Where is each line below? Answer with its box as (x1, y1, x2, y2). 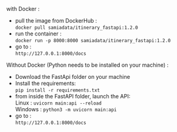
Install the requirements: (15, 79, 76, 87)
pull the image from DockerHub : (15, 17, 97, 24)
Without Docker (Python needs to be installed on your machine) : (6, 61, 169, 68)
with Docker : (6, 5, 40, 12)
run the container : (15, 30, 62, 37)
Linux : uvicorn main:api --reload (15, 99, 102, 106)
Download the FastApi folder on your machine (15, 73, 131, 80)
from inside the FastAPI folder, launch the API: (15, 93, 131, 100)
